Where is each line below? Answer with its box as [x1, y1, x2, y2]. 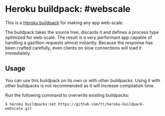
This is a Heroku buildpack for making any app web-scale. [5, 20, 124, 26]
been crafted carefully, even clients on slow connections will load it [5, 45, 142, 51]
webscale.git [5, 106, 32, 111]
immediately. [5, 50, 31, 56]
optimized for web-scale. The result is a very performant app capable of [5, 34, 152, 40]
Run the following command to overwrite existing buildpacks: [5, 92, 129, 98]
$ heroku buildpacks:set [5, 102, 56, 107]
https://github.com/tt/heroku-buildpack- [58, 102, 145, 107]
